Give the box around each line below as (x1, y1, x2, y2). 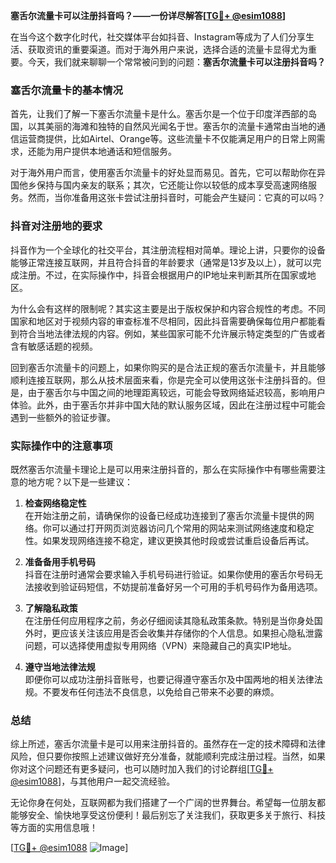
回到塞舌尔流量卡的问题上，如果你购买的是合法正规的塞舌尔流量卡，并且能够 (10, 361, 326, 373)
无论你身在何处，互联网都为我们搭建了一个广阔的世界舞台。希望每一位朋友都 (10, 797, 326, 809)
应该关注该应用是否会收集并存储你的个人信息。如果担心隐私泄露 (59, 627, 323, 639)
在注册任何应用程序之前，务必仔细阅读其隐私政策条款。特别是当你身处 (24, 614, 315, 626)
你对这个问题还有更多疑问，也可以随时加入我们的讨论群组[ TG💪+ (10, 763, 274, 775)
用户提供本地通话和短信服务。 (53, 145, 177, 158)
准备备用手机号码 (24, 555, 96, 568)
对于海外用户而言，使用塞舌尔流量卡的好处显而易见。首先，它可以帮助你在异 (10, 167, 326, 179)
